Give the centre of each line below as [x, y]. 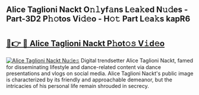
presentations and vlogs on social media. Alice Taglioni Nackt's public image [100, 73]
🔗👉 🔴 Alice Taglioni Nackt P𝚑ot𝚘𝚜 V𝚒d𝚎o [86, 43]
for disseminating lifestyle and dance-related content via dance [84, 67]
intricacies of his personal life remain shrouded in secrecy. [78, 86]
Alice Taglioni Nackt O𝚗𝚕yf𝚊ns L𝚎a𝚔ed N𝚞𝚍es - [97, 10]
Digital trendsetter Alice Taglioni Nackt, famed [137, 60]
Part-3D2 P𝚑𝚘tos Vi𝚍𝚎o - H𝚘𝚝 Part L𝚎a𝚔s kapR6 [98, 19]
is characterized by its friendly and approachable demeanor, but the [89, 80]
